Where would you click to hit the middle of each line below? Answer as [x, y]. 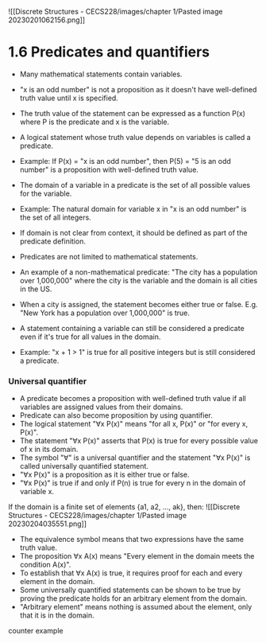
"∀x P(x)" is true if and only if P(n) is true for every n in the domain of [133, 483]
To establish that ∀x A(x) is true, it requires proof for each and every [131, 573]
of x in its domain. [49, 450]
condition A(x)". [45, 565]
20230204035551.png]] [48, 524]
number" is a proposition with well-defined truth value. [109, 170]
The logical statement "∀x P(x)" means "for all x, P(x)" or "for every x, [134, 424]
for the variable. [46, 193]
